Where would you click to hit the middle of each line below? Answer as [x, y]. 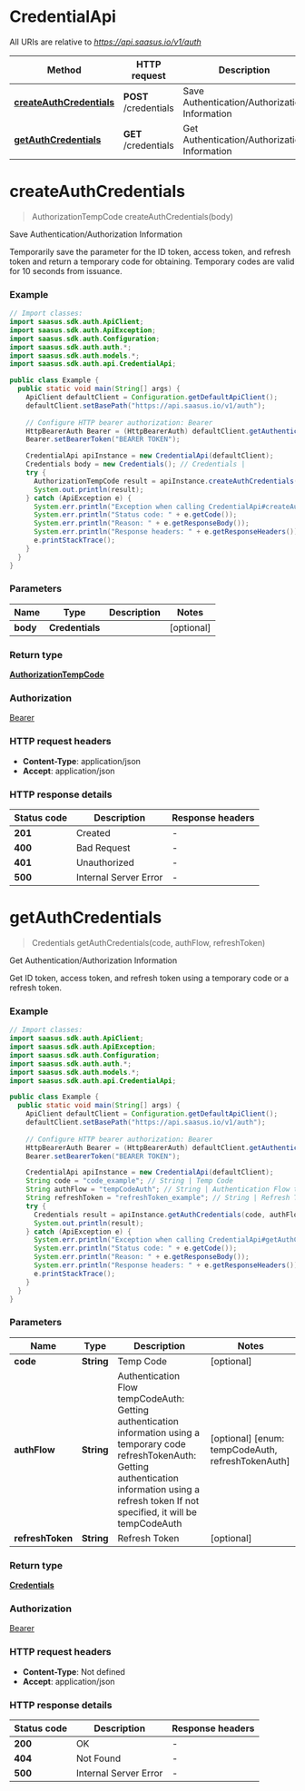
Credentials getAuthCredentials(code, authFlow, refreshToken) [148, 942]
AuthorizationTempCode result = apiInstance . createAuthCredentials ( [166, 481]
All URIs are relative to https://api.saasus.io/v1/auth [105, 42]
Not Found [98, 1758]
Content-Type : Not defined [74, 1671]
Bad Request [103, 848]
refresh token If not [158, 1501]
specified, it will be [157, 1511]
